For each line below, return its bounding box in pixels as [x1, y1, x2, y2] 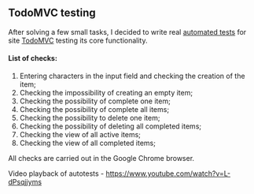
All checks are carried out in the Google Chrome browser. [8, 154, 195, 163]
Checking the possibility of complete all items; [19, 105, 170, 114]
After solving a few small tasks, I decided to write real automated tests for [8, 27, 247, 36]
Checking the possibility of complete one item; [19, 96, 171, 106]
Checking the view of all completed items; [19, 138, 156, 148]
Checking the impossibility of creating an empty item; [19, 88, 193, 98]
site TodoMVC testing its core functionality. [8, 35, 148, 45]
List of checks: [8, 54, 57, 63]
